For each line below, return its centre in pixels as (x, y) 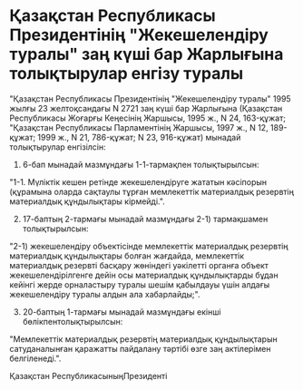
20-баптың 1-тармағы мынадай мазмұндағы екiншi (122, 312)
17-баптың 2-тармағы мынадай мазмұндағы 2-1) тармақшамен (145, 219)
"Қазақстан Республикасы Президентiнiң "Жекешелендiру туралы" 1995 (151, 98)
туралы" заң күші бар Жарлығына (147, 54)
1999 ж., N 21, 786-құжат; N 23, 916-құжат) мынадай (139, 137)
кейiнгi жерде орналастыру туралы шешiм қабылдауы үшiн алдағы (140, 284)
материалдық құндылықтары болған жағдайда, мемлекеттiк (127, 256)
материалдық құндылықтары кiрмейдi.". (87, 201)
